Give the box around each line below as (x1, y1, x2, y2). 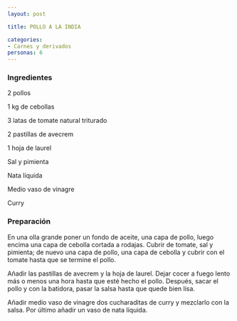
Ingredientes (7, 72, 53, 82)
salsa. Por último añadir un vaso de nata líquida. (7, 305, 148, 314)
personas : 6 (7, 49, 43, 57)
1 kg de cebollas (7, 102, 55, 111)
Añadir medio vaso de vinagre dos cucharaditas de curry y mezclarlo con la (7, 298, 230, 306)
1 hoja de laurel (7, 143, 52, 153)
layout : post (7, 10, 46, 18)
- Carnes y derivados (7, 43, 72, 50)
